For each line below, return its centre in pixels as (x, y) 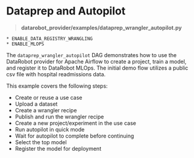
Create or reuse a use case (48, 97)
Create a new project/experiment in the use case (76, 123)
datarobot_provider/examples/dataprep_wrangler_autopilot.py (101, 28)
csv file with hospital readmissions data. (56, 74)
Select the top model (41, 142)
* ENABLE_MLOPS (25, 44)
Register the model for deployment (58, 148)
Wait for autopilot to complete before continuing (74, 136)
